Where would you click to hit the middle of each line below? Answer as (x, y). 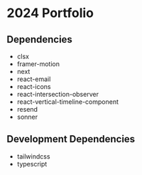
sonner (27, 117)
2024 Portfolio (50, 13)
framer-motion (38, 64)
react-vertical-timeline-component (67, 102)
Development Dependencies (71, 139)
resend (27, 109)
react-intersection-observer (58, 94)
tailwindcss (33, 156)
